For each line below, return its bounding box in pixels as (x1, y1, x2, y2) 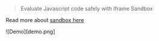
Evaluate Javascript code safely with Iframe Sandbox (20, 5, 154, 12)
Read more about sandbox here (5, 17, 84, 23)
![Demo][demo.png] (5, 28, 56, 35)
